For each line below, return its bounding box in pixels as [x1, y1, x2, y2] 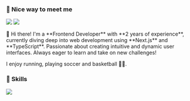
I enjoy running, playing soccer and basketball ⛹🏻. [6, 61, 127, 68]
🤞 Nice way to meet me [6, 5, 73, 13]
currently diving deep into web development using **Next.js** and [6, 37, 168, 44]
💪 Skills [6, 75, 28, 83]
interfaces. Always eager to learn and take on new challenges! [6, 49, 157, 56]
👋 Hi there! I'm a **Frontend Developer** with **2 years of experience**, [6, 30, 185, 37]
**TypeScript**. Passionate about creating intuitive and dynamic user [6, 43, 175, 50]
